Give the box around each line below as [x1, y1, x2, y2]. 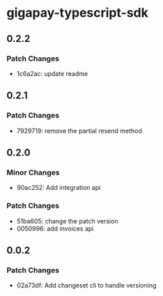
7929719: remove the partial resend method [16, 126, 142, 135]
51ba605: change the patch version [16, 216, 118, 225]
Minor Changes [6, 168, 60, 177]
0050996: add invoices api [16, 224, 94, 232]
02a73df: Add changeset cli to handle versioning [16, 281, 157, 290]
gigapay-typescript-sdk [6, 5, 149, 21]
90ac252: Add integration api [16, 184, 101, 192]
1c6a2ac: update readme [16, 69, 88, 77]
